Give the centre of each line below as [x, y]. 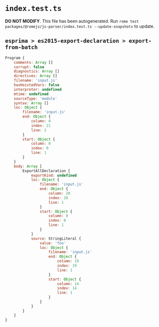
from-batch [21, 47]
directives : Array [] [35, 76]
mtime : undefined [31, 94]
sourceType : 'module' [35, 99]
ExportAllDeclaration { [46, 171]
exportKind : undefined [54, 175]
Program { [15, 58]
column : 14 [68, 284]
